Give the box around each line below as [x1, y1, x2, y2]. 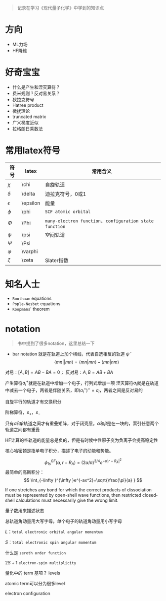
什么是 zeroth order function [5, 549, 66, 555]
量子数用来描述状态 [5, 507, 44, 513]
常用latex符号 [5, 145, 61, 156]
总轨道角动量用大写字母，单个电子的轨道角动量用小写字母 [5, 518, 122, 524]
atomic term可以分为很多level [5, 580, 65, 586]
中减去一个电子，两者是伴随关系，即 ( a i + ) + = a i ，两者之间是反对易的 [5, 387, 143, 394]
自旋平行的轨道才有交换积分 [5, 399, 62, 404]
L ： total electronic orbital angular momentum [5, 529, 103, 534]
